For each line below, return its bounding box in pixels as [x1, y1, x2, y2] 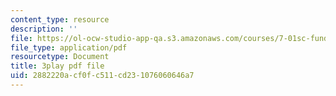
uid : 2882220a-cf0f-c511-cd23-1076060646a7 [10, 71, 195, 81]
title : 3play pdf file [10, 61, 105, 71]
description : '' [10, 24, 78, 34]
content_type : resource [10, 14, 110, 25]
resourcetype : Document [10, 52, 110, 62]
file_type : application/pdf [10, 42, 128, 53]
